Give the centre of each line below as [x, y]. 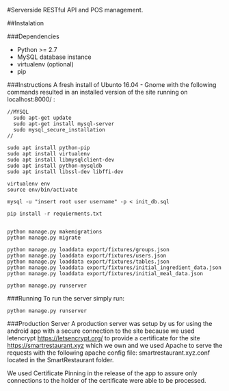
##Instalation [26, 23]
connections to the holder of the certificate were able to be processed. [107, 380]
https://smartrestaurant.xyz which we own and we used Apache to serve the [115, 345]
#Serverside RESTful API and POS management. [75, 10]
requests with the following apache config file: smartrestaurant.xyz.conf [109, 353]
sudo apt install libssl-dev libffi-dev [66, 172]
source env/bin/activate [42, 190]
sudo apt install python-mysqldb [55, 166]
